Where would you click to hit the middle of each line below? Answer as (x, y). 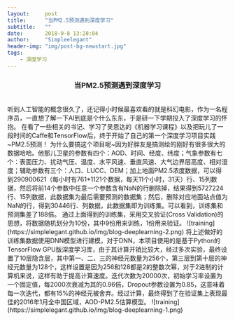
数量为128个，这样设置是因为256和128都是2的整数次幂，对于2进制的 (119, 267)
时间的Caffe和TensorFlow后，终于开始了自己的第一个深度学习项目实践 (114, 136)
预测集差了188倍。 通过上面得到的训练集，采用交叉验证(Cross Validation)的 (115, 214)
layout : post (33, 14)
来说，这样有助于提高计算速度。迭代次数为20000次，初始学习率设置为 (121, 276)
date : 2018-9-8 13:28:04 (53, 33)
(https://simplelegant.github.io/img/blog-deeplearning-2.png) (96, 232)
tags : (15, 53)
